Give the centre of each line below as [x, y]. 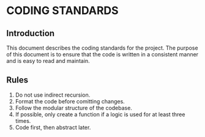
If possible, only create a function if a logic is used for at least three [100, 114]
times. [23, 120]
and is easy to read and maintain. [48, 61]
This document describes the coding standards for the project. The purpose [102, 48]
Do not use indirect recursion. [53, 95]
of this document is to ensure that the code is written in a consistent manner [102, 54]
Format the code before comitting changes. [70, 101]
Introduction [31, 33]
